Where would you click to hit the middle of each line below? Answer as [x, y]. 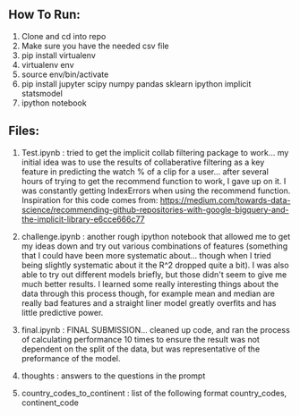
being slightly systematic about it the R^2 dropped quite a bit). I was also [155, 265]
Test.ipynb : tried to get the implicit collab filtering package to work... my [155, 152]
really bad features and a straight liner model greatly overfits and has [149, 302]
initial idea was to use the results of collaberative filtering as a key [143, 162]
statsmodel [42, 93]
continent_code [50, 403]
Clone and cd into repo [64, 36]
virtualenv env [47, 64]
